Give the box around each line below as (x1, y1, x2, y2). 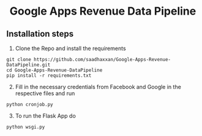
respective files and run (15, 90, 75, 97)
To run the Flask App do (15, 112, 77, 120)
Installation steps (6, 29, 74, 39)
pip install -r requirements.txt (6, 73, 92, 79)
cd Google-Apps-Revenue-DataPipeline (6, 67, 103, 73)
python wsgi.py (6, 124, 45, 130)
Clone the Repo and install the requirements (15, 45, 127, 52)
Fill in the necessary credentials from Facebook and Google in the (15, 84, 182, 90)
